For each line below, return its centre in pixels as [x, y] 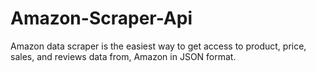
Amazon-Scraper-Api [101, 18]
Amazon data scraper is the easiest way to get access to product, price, [158, 46]
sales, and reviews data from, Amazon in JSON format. [123, 56]
